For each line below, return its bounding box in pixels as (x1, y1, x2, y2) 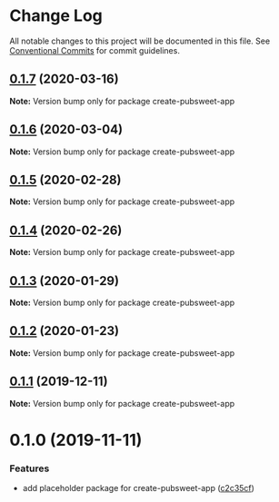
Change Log (9, 5, 103, 26)
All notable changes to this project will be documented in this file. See (9, 35, 271, 46)
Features (9, 462, 50, 475)
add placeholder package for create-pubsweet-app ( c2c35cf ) (22, 483, 254, 494)
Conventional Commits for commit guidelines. (9, 44, 180, 55)
